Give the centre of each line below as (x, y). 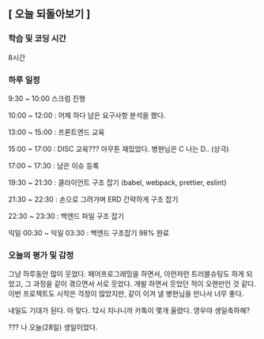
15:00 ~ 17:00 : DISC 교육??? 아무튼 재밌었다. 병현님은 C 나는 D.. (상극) (119, 149)
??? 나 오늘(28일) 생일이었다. (53, 327)
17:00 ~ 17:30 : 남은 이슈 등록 (54, 165)
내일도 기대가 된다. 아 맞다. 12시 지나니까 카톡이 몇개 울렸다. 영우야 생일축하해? (129, 311)
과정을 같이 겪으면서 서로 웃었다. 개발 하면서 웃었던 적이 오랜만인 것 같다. (145, 284)
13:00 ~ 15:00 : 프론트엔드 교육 (57, 132)
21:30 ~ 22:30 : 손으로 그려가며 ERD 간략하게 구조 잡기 (93, 199)
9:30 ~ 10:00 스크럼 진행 (47, 98)
